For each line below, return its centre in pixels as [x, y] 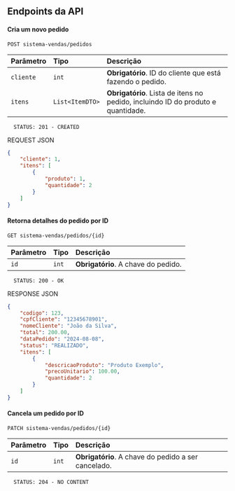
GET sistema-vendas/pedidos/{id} [56, 235]
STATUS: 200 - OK [39, 281]
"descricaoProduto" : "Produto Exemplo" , [104, 365]
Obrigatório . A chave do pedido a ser [136, 457]
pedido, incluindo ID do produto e [162, 102]
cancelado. [93, 465]
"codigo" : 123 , [42, 313]
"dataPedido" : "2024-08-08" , [62, 339]
